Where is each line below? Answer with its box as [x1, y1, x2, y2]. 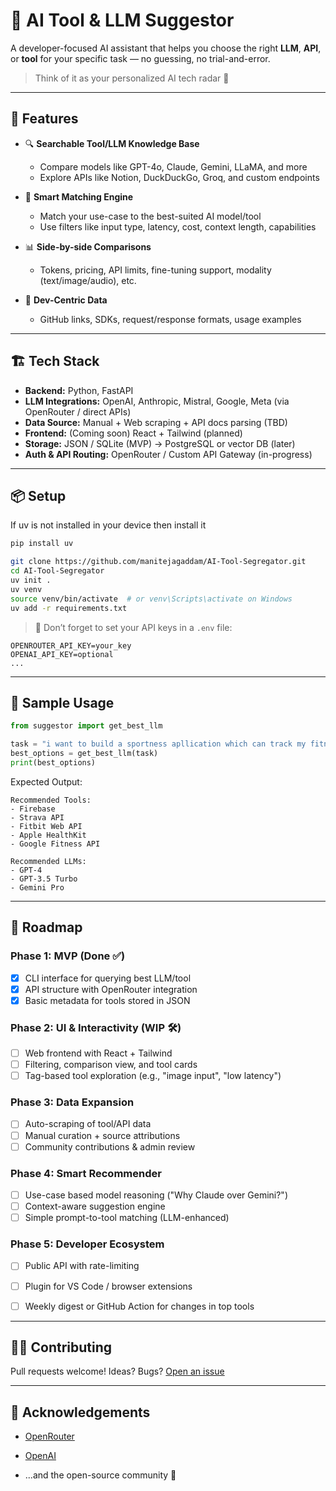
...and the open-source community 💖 [24, 1469, 177, 1481]
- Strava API [10, 812, 65, 823]
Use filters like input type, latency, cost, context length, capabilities [39, 220, 317, 233]
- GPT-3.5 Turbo [10, 874, 78, 884]
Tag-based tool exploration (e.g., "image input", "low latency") [24, 1070, 282, 1082]
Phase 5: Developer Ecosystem [10, 1237, 165, 1251]
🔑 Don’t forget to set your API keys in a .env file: [34, 621, 233, 633]
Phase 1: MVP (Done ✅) [10, 949, 126, 963]
